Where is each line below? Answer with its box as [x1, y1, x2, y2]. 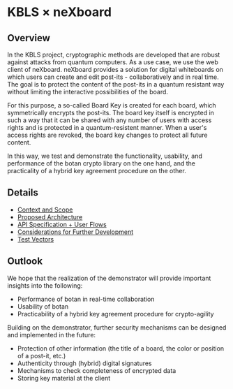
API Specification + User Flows [17, 220, 107, 228]
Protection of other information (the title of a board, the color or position [17, 344, 225, 353]
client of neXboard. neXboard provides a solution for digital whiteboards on [7, 66, 223, 73]
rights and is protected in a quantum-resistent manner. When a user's [7, 124, 207, 131]
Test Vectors [17, 235, 54, 243]
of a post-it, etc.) [17, 351, 66, 360]
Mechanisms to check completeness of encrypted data [17, 366, 176, 374]
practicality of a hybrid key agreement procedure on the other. [7, 167, 186, 175]
